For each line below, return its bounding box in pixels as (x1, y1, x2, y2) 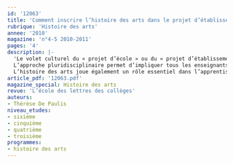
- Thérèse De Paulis (7, 101, 68, 108)
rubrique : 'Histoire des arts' (7, 23, 98, 30)
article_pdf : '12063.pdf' (7, 74, 82, 82)
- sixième (7, 113, 36, 120)
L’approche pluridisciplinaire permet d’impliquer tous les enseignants (13, 62, 229, 69)
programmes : (7, 139, 42, 146)
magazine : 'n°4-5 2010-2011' (7, 36, 92, 43)
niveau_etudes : (7, 107, 52, 114)
